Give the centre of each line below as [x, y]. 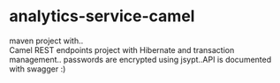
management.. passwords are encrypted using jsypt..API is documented [140, 59]
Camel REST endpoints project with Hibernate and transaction [122, 49]
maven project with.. [46, 41]
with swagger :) [38, 69]
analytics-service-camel [102, 16]
